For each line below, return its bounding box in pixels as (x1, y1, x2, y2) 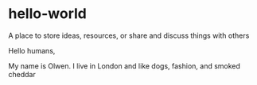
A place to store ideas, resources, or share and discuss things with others (8, 31, 250, 40)
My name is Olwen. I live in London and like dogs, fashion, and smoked (8, 61, 241, 71)
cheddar (8, 69, 36, 79)
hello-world (8, 5, 88, 23)
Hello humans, (8, 46, 56, 55)
